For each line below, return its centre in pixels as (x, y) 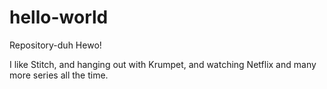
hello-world (59, 17)
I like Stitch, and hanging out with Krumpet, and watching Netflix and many (163, 64)
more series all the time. (59, 75)
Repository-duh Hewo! (55, 45)
